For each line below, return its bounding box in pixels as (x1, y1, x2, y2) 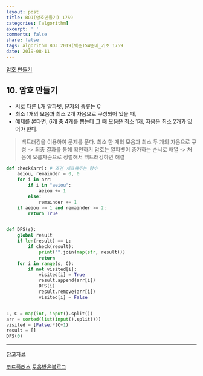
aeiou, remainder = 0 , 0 (17, 171, 80, 177)
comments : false (6, 32, 47, 38)
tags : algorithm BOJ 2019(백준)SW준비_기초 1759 (6, 43, 124, 49)
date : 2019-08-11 (6, 49, 50, 55)
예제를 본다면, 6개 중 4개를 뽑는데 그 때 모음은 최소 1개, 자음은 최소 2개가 (14, 118, 186, 125)
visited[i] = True (38, 272, 85, 278)
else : (28, 193, 42, 200)
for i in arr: (17, 176, 53, 183)
